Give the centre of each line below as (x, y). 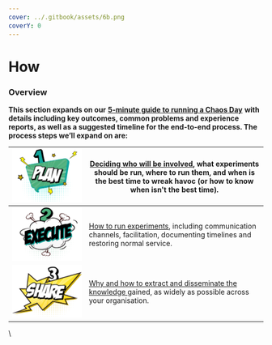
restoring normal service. (130, 243)
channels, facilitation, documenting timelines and (170, 234)
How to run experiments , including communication (172, 226)
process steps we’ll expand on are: (68, 135)
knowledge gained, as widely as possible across (169, 292)
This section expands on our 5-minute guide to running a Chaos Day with (134, 109)
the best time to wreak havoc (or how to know (174, 181)
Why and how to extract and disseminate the (163, 283)
